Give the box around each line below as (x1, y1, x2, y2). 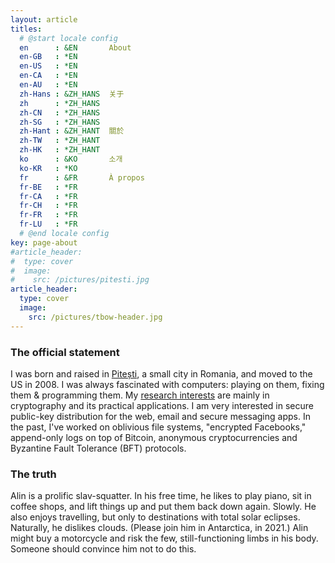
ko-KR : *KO (19, 163, 78, 173)
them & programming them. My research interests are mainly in (10, 389, 270, 401)
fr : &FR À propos (19, 172, 145, 183)
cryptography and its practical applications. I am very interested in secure (10, 399, 314, 411)
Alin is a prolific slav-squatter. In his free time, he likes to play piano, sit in (10, 490, 312, 502)
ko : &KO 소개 (19, 154, 123, 164)
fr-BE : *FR (19, 182, 78, 192)
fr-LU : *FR (19, 219, 78, 230)
